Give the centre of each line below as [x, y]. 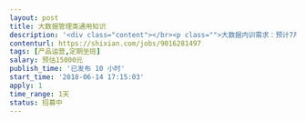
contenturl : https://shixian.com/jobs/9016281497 [106, 43]
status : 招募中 [36, 102]
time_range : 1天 [40, 94]
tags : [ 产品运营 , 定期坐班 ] [55, 52]
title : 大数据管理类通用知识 [58, 26]
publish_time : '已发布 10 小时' [67, 69]
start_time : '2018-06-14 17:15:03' [77, 77]
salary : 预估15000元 [46, 60]
